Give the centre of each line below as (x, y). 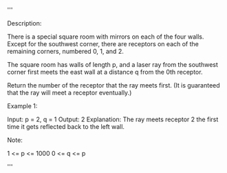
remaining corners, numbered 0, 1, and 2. (65, 51)
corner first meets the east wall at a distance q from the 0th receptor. (105, 72)
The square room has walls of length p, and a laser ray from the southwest (113, 64)
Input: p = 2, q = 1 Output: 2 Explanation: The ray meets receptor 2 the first (113, 119)
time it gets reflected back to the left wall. (66, 126)
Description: (24, 23)
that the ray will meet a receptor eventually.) (69, 93)
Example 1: (22, 106)
